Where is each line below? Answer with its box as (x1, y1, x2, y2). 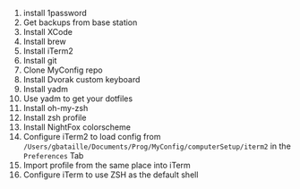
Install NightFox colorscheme (22, 122, 131, 133)
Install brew (22, 36, 66, 47)
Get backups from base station (22, 17, 138, 28)
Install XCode (22, 27, 73, 37)
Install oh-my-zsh (22, 103, 89, 113)
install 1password (22, 8, 88, 18)
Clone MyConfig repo (22, 64, 103, 75)
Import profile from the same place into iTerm (22, 160, 191, 170)
